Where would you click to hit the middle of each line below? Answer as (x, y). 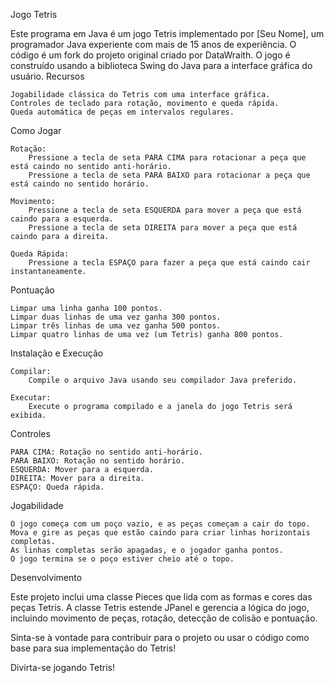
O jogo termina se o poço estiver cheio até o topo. (122, 559)
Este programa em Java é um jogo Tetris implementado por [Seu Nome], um (167, 33)
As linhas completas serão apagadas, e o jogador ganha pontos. (147, 550)
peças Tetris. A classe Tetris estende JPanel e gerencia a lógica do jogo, (160, 607)
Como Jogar (36, 130)
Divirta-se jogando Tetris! (62, 667)
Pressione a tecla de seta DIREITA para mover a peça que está (163, 228)
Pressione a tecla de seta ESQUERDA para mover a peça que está (165, 210)
